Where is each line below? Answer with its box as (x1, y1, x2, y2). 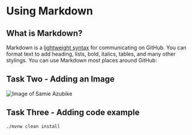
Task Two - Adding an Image (6, 74, 115, 85)
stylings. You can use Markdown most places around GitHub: (6, 57, 157, 64)
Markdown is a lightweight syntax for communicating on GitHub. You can (6, 44, 187, 51)
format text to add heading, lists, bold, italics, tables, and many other (6, 50, 176, 58)
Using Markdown (6, 4, 93, 18)
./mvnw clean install (6, 123, 61, 130)
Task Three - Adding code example (6, 107, 140, 118)
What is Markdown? (6, 28, 83, 38)
